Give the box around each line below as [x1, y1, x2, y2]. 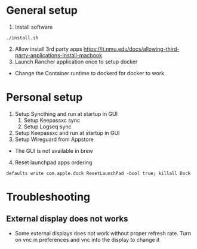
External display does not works [6, 214, 128, 224]
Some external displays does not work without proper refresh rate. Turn [14, 229, 192, 236]
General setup [6, 4, 78, 17]
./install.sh [6, 35, 39, 41]
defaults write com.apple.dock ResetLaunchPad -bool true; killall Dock [6, 170, 191, 176]
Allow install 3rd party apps [14, 45, 82, 53]
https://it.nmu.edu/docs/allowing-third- [83, 45, 180, 53]
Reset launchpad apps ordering [14, 159, 93, 166]
